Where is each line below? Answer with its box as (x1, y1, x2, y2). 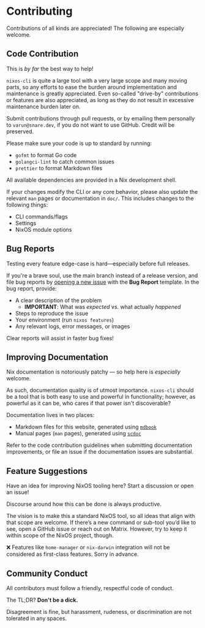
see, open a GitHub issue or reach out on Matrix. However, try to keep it (6, 525, 187, 533)
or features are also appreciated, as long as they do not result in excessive (6, 96, 194, 103)
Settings (15, 219, 37, 227)
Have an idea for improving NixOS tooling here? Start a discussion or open (6, 482, 194, 490)
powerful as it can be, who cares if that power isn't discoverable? (6, 399, 171, 407)
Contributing (6, 4, 73, 18)
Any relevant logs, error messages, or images (15, 322, 130, 330)
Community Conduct (6, 568, 88, 578)
